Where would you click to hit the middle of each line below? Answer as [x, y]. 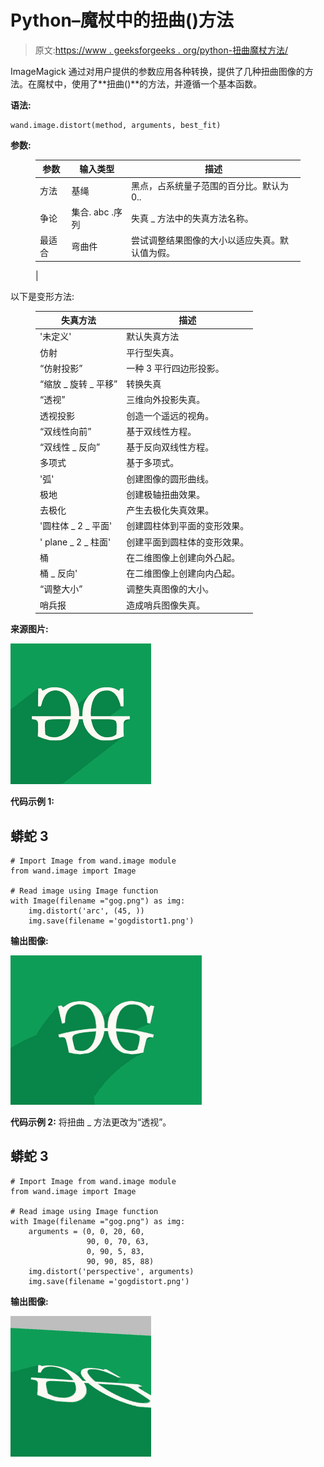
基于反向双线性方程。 [170, 447]
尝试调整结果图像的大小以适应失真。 [205, 240]
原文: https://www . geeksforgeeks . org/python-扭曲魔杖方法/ [161, 50]
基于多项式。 [153, 463]
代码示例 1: [32, 802]
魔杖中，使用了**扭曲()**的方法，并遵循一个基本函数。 [149, 83]
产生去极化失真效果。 [170, 510]
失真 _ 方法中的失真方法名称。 [192, 218]
